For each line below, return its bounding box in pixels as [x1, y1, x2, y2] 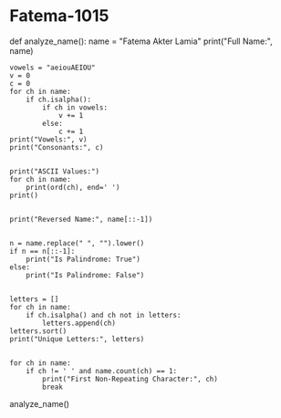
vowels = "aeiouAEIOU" [9, 63, 96, 72]
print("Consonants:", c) [9, 142, 104, 152]
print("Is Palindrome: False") [26, 270, 145, 279]
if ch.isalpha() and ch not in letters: [26, 310, 182, 319]
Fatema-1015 [9, 5, 109, 26]
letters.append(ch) [42, 319, 117, 328]
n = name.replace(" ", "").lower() [9, 238, 145, 247]
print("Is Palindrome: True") [26, 255, 141, 264]
